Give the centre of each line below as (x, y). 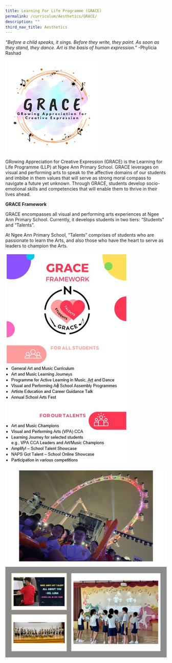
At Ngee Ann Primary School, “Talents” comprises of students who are (80, 235)
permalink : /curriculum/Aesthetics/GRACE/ (51, 16)
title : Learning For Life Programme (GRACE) (53, 11)
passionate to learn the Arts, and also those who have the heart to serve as (84, 240)
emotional (16, 189)
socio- (153, 183)
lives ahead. (18, 194)
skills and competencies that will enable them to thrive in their (92, 189)
